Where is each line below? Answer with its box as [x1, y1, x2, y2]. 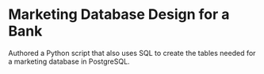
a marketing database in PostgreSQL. [8, 57, 130, 66]
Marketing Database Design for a [8, 6, 230, 24]
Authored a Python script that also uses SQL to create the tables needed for [8, 48, 256, 57]
